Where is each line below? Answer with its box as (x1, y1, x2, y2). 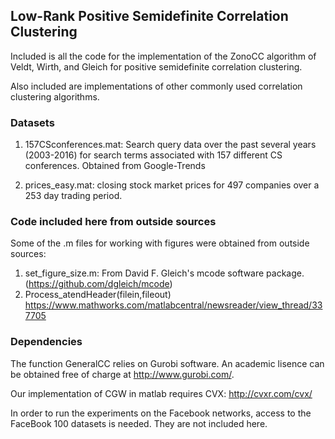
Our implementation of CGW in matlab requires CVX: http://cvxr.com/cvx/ (10, 387, 313, 399)
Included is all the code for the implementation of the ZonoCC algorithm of (10, 50, 317, 62)
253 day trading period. (24, 190, 123, 202)
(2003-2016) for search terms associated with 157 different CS (24, 149, 283, 161)
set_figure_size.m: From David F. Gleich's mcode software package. (24, 267, 305, 279)
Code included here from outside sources (10, 215, 217, 229)
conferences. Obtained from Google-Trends (24, 160, 206, 172)
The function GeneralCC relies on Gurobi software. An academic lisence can (10, 357, 325, 369)
